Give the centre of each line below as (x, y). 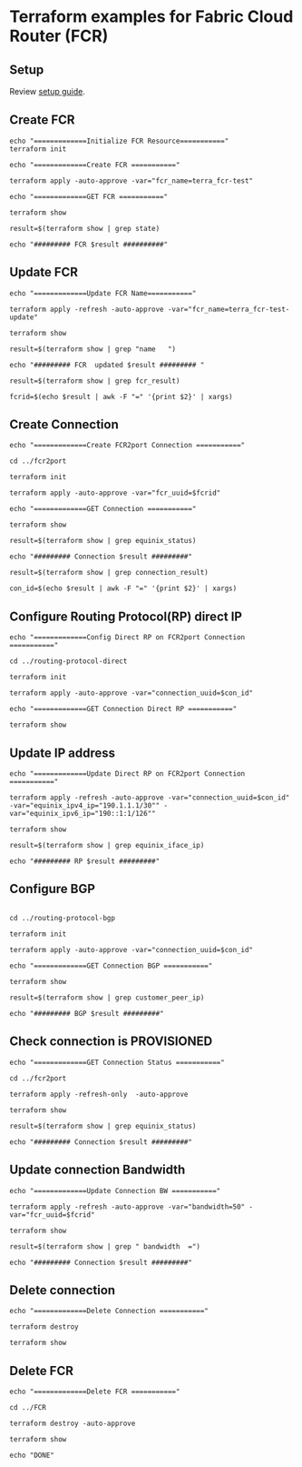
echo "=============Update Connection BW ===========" (115, 1191)
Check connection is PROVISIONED (111, 1042)
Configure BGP (52, 889)
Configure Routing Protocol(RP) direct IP (126, 616)
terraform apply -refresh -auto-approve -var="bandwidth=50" (127, 1207)
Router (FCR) (59, 36)
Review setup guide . (48, 91)
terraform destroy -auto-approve (73, 1424)
